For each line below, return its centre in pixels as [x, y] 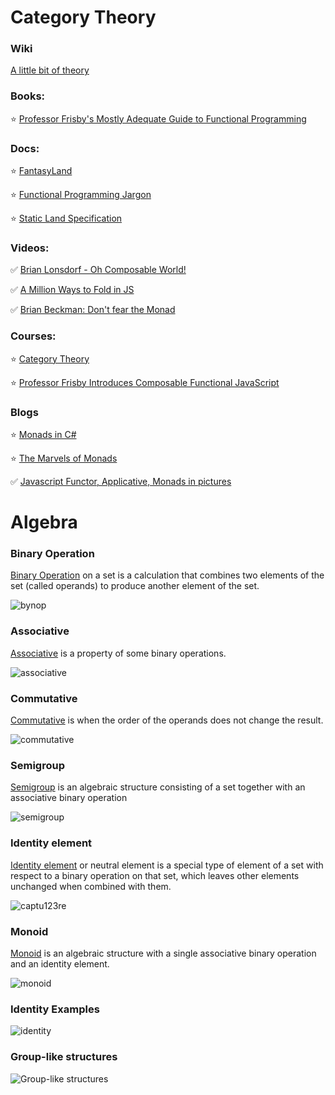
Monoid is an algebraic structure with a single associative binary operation [163, 953]
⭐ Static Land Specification [66, 218]
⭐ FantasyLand [41, 171]
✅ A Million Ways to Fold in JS [72, 290]
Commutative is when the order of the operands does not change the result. [167, 720]
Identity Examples [55, 1009]
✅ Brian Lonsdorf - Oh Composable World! [98, 270]
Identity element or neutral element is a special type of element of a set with [167, 865]
